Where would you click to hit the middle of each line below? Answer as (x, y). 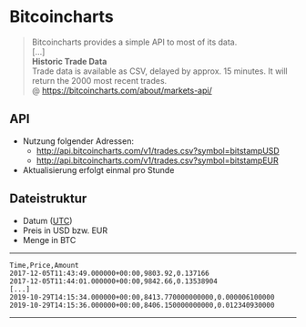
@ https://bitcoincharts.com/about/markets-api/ (122, 90)
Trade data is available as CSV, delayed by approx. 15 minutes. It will (160, 71)
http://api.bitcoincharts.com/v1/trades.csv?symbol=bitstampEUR (158, 160)
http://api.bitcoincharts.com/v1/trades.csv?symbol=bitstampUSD (158, 150)
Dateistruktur (48, 199)
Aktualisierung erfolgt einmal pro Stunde (98, 169)
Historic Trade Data (69, 61)
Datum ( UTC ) (47, 220)
